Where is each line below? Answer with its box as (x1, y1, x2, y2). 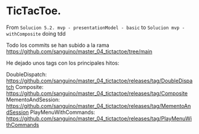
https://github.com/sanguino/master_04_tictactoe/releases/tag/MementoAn (6, 102, 191, 109)
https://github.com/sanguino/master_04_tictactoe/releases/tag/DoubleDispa (6, 77, 193, 84)
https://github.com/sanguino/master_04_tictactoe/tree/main (6, 47, 153, 55)
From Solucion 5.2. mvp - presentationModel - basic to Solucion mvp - (6, 24, 185, 31)
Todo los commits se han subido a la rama (6, 42, 110, 49)
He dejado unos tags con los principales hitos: (6, 59, 120, 66)
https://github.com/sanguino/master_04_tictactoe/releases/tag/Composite (6, 90, 188, 97)
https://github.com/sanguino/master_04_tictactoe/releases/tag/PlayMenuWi (6, 114, 192, 122)
